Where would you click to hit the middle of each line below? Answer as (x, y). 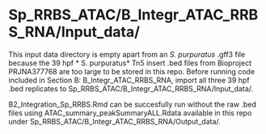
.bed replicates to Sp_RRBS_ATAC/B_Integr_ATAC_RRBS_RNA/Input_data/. (131, 88)
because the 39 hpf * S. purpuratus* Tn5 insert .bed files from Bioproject (130, 63)
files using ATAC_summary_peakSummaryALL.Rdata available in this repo (130, 113)
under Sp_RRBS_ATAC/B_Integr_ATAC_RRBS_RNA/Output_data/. (114, 121)
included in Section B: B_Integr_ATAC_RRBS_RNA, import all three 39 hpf (129, 80)
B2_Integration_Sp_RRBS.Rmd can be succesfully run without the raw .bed (133, 104)
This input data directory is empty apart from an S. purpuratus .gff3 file (127, 54)
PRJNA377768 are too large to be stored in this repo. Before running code (132, 71)
